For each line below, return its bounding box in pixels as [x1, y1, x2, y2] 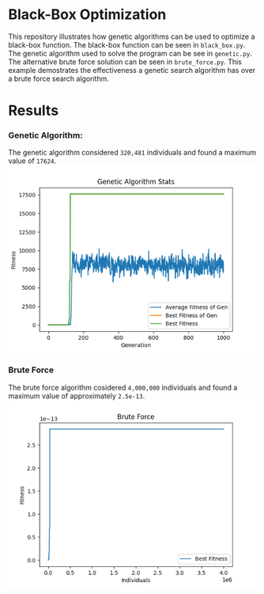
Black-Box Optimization [8, 6, 167, 24]
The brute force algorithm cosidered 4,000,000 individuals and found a [8, 383, 238, 392]
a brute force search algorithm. [8, 74, 109, 83]
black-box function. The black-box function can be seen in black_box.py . [8, 40, 246, 49]
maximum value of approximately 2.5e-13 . [8, 390, 145, 401]
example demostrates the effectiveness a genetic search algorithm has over [8, 65, 256, 74]
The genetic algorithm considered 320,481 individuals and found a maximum [8, 148, 257, 158]
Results [8, 101, 59, 120]
